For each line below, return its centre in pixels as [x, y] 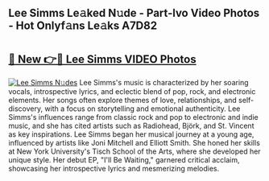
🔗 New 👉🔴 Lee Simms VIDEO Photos [102, 59]
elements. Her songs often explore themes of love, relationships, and [123, 100]
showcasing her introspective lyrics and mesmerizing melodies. [114, 169]
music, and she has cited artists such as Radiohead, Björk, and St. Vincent [131, 125]
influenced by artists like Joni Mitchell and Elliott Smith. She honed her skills [134, 143]
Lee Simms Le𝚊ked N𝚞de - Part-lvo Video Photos [134, 13]
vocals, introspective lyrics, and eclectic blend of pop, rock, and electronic [132, 91]
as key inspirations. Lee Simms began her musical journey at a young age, [131, 134]
